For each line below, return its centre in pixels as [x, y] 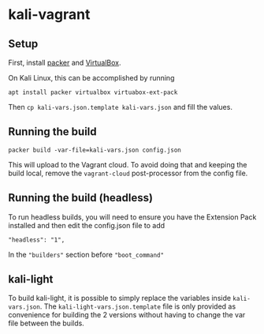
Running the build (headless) [81, 198]
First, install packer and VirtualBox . [65, 62]
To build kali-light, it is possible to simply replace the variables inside [119, 298]
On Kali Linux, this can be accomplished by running [91, 78]
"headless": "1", [37, 240]
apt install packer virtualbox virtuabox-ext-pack [93, 92]
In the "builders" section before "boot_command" [86, 254]
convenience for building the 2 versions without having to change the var [127, 315]
